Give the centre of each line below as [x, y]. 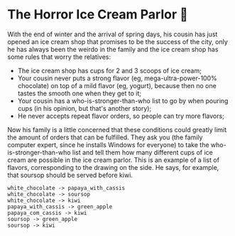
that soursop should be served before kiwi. [70, 175]
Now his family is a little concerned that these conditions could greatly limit [117, 129]
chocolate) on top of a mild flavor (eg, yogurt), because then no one [117, 85]
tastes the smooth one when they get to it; [80, 93]
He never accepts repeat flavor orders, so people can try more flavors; [121, 116]
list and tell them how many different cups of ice [142, 152]
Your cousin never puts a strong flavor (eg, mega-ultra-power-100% [117, 78]
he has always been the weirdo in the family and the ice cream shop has [113, 49]
